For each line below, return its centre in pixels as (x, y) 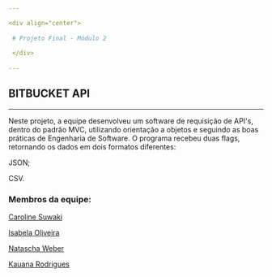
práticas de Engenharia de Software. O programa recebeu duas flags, (124, 138)
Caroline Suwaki (36, 217)
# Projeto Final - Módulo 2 (59, 38)
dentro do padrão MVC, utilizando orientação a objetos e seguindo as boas (134, 129)
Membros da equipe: (50, 199)
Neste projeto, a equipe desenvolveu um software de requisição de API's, (131, 121)
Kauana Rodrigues (39, 264)
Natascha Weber (36, 249)
